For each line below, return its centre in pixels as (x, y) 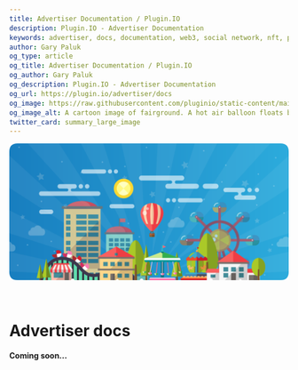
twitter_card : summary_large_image (75, 122)
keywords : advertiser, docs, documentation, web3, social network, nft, (146, 37)
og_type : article (41, 56)
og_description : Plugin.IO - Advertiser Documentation (113, 84)
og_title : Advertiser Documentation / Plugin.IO (101, 66)
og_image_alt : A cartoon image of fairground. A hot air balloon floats (146, 113)
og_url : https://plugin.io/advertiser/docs (91, 93)
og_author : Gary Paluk (51, 76)
